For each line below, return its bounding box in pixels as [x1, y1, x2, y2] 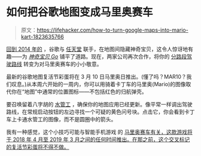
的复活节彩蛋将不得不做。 [6, 143, 69, 150]
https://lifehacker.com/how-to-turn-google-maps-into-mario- [36, 26, 188, 33]
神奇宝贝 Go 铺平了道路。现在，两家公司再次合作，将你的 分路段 [28, 53, 187, 60]
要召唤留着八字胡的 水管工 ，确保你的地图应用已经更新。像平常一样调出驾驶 [6, 100, 193, 108]
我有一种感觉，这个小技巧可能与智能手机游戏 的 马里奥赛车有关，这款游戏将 [6, 128, 193, 135]
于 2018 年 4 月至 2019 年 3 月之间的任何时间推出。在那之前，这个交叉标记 [6, 136, 190, 143]
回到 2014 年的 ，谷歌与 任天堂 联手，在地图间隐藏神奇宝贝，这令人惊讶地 [6, 45, 188, 53]
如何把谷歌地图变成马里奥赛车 [6, 5, 154, 19]
